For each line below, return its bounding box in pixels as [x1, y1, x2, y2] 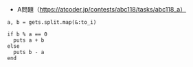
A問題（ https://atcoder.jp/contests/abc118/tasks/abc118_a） [16, 5, 187, 13]
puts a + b [13, 37, 45, 44]
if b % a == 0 [7, 31, 48, 38]
